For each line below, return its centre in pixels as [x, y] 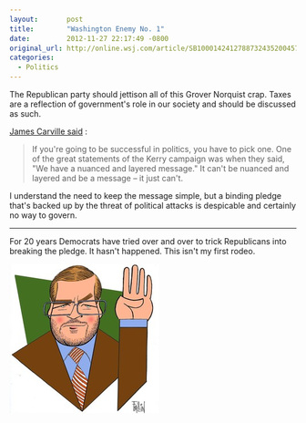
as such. [25, 113]
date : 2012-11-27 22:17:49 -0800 [89, 38]
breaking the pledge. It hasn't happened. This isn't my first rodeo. [133, 251]
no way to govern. [43, 215]
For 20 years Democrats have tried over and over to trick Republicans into [148, 241]
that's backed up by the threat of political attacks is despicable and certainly [153, 206]
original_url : [36, 48]
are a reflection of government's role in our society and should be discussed [153, 104]
